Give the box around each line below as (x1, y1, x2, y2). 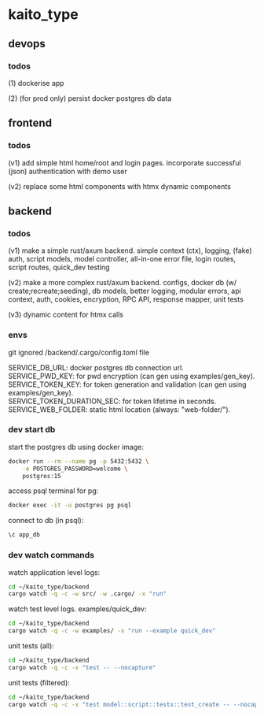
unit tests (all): (8, 641, 55, 651)
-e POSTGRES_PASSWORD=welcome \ (22, 465, 128, 473)
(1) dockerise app (8, 78, 64, 87)
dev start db (8, 424, 56, 435)
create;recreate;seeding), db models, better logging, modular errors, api (8, 286, 241, 296)
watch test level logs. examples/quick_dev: (8, 604, 147, 614)
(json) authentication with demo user (8, 166, 128, 176)
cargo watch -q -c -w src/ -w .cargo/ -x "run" (8, 590, 167, 598)
